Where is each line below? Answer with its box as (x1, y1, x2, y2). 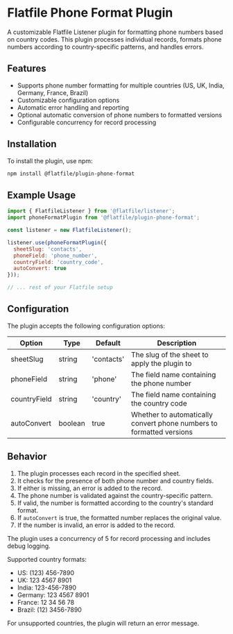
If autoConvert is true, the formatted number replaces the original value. (17, 513, 222, 522)
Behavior (7, 451, 47, 462)
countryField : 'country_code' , (13, 258, 104, 265)
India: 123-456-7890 (17, 583, 76, 592)
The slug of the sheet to (130, 349, 209, 359)
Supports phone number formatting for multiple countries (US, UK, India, (17, 81, 225, 90)
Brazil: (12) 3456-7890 (17, 606, 82, 614)
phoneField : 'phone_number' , (13, 252, 98, 259)
